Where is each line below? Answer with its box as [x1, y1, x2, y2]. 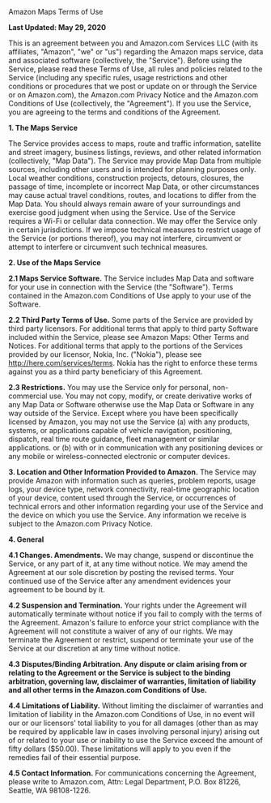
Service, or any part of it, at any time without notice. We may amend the [8, 559, 248, 569]
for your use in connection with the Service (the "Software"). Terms [8, 282, 234, 291]
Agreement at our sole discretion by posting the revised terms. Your [8, 568, 235, 577]
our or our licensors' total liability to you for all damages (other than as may [8, 718, 259, 728]
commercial [8, 391, 48, 401]
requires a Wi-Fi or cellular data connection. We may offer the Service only [8, 217, 257, 225]
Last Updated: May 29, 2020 [8, 23, 107, 32]
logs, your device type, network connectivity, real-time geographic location [8, 484, 260, 494]
